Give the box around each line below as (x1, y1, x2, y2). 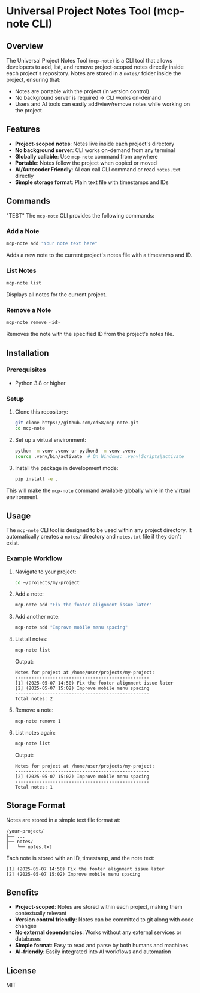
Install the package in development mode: (14, 464, 119, 471)
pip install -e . (14, 476, 59, 482)
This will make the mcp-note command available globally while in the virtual (6, 487, 190, 494)
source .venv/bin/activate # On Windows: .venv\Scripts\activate (14, 453, 184, 459)
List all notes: (14, 635, 48, 643)
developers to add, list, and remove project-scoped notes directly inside (6, 63, 184, 70)
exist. (6, 539, 20, 546)
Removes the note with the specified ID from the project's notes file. (6, 331, 174, 338)
